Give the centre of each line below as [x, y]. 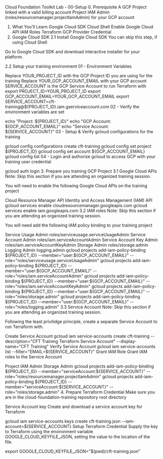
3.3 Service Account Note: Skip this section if [106, 307]
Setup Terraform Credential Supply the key [115, 426]
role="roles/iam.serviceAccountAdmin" [44, 276]
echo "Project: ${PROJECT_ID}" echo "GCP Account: [58, 121]
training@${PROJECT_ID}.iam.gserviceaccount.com [57, 107]
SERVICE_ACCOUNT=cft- [31, 101]
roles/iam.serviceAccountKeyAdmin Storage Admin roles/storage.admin [77, 245]
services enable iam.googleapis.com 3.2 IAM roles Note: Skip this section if [81, 211]
